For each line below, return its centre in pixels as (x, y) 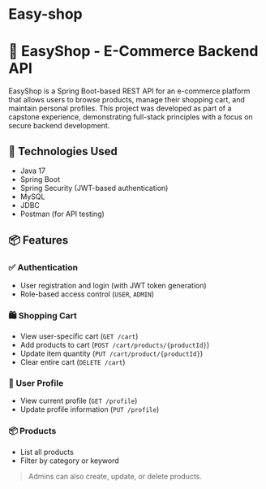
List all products (47, 452)
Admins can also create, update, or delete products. (115, 476)
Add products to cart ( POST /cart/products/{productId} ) (115, 344)
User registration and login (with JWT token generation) (113, 285)
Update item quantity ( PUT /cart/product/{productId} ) (112, 353)
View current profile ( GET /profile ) (79, 401)
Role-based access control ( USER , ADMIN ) (87, 294)
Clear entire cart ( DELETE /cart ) (73, 361)
